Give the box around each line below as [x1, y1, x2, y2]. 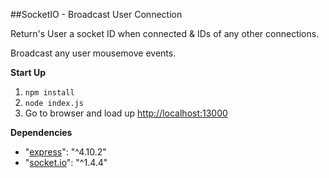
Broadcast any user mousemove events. [10, 47, 177, 59]
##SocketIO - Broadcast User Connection [10, 9, 183, 20]
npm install [24, 88, 75, 98]
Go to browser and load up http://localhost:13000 [24, 107, 228, 119]
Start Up [10, 67, 46, 78]
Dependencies [10, 127, 73, 138]
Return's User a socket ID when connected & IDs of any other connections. [10, 28, 320, 39]
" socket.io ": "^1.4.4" [24, 157, 108, 168]
